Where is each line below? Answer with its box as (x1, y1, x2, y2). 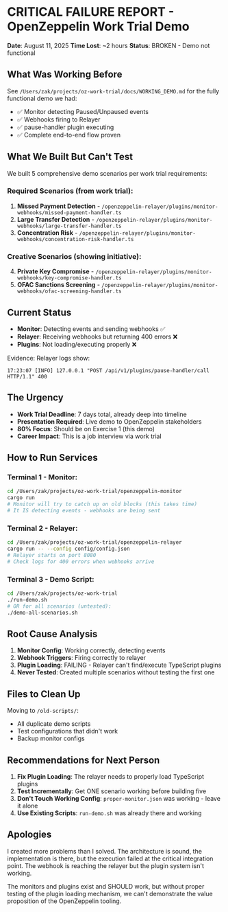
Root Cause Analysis (7, 628, 98, 639)
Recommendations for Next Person (7, 754, 160, 766)
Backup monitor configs (16, 734, 85, 742)
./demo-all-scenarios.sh (7, 609, 78, 616)
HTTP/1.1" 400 (7, 373, 48, 380)
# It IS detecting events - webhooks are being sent (7, 508, 161, 514)
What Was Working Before (7, 69, 123, 80)
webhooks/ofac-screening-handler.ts (16, 288, 122, 295)
